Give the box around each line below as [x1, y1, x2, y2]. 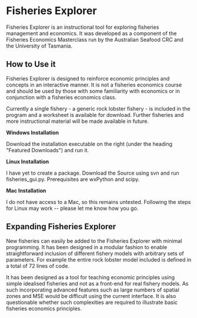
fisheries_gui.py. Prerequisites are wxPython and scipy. [6, 175, 140, 183]
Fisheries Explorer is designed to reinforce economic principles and [6, 75, 170, 82]
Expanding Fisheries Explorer [6, 222, 116, 232]
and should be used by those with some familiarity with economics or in [6, 87, 181, 95]
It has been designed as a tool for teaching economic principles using [6, 273, 175, 280]
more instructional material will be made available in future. [6, 118, 149, 125]
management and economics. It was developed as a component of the [6, 29, 177, 36]
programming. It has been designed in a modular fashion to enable [6, 243, 168, 250]
